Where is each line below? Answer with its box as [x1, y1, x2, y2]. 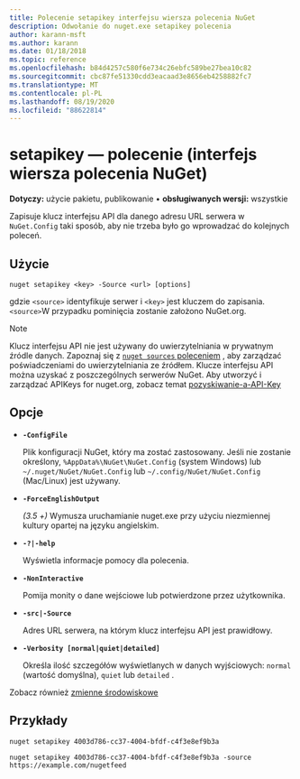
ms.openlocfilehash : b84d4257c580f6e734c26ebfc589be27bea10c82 [9, 64, 252, 73]
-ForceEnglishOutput [22, 494, 100, 504]
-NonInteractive [22, 574, 84, 583]
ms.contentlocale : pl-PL [9, 88, 103, 97]
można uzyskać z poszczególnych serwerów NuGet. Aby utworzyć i [9, 369, 262, 380]
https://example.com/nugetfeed [9, 760, 127, 770]
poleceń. [9, 230, 42, 241]
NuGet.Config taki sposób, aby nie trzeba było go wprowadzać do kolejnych [9, 220, 290, 231]
